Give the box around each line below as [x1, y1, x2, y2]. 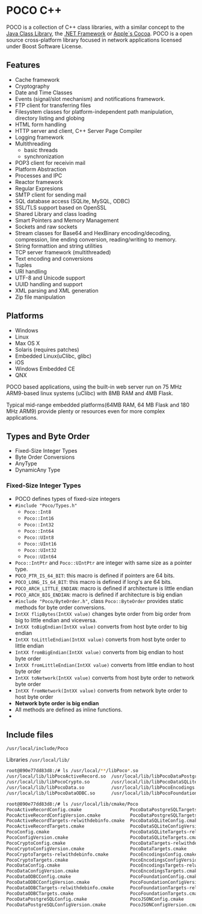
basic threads [23, 146, 58, 153]
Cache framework [14, 76, 60, 83]
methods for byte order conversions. [14, 604, 106, 611]
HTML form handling [14, 121, 67, 128]
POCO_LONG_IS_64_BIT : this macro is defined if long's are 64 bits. [14, 578, 173, 585]
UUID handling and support [14, 280, 83, 287]
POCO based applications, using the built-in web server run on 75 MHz [6, 383, 182, 390]
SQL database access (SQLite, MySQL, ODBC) [14, 197, 130, 204]
